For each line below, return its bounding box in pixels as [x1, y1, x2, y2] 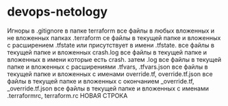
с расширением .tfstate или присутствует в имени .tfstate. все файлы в [7, 41, 214, 49]
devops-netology [7, 4, 108, 20]
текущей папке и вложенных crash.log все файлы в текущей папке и [7, 48, 207, 56]
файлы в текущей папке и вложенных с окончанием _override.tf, [7, 77, 194, 85]
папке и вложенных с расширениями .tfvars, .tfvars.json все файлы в [7, 63, 208, 71]
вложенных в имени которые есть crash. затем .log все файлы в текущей [7, 55, 222, 63]
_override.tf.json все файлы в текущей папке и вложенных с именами [7, 84, 210, 92]
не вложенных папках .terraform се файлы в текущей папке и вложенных [7, 33, 221, 41]
